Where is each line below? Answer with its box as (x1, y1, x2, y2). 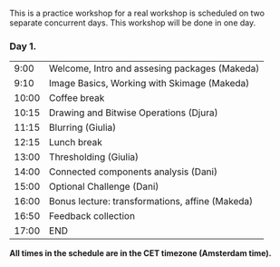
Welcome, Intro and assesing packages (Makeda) (48, 63, 260, 75)
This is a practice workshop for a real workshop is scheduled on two (9, 8, 266, 18)
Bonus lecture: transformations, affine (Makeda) (48, 195, 254, 208)
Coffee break (48, 92, 105, 104)
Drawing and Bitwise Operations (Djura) (48, 106, 218, 119)
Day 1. (9, 40, 37, 53)
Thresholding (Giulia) (48, 151, 139, 163)
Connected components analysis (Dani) (48, 165, 217, 178)
